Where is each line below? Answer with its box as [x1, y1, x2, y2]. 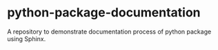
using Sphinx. [7, 34, 46, 42]
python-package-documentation [7, 5, 201, 21]
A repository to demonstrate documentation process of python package [7, 27, 212, 36]
